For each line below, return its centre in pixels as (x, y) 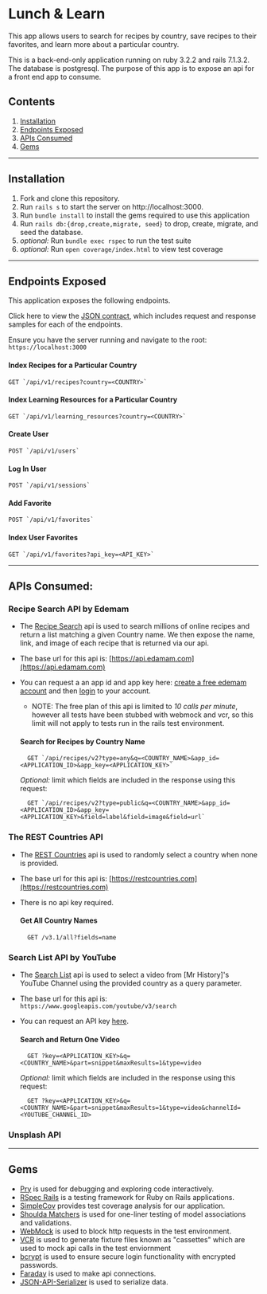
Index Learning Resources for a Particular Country (93, 400)
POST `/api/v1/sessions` (49, 486)
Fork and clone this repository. (70, 198)
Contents (32, 102)
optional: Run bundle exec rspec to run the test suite (106, 241)
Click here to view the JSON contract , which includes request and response (132, 316)
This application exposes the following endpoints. (89, 300)
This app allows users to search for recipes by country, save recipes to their (132, 36)
